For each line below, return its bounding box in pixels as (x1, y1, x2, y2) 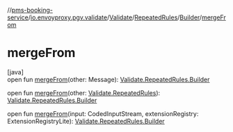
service (7, 13, 29, 22)
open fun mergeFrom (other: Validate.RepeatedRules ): (7, 88, 161, 97)
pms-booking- (11, 6, 54, 14)
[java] (7, 67, 24, 76)
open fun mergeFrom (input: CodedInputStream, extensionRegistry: (7, 109, 199, 117)
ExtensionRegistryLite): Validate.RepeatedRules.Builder (7, 117, 165, 125)
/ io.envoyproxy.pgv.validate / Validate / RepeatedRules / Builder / (28, 13, 202, 22)
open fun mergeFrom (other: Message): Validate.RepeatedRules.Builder (7, 75, 210, 83)
